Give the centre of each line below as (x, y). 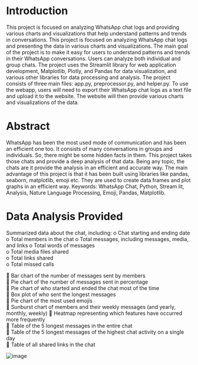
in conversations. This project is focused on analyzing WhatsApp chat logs (97, 40)
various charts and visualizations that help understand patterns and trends (96, 33)
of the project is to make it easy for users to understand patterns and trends (98, 52)
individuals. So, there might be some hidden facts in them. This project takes (99, 155)
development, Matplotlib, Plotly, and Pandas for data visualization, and (91, 71)
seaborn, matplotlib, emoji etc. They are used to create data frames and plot (98, 180)
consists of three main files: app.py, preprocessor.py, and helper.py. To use (97, 83)
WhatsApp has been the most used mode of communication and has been (96, 142)
